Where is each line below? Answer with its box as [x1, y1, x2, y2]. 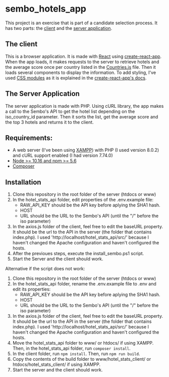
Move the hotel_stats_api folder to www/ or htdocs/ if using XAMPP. [12, 340, 154, 346]
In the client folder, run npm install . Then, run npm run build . [12, 351, 140, 357]
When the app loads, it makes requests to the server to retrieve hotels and [5, 59, 159, 65]
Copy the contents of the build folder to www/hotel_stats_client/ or [12, 356, 151, 362]
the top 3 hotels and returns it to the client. [5, 119, 94, 125]
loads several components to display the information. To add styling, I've [5, 69, 156, 75]
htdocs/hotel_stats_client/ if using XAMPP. [12, 361, 101, 367]
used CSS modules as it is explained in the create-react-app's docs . [5, 74, 147, 81]
